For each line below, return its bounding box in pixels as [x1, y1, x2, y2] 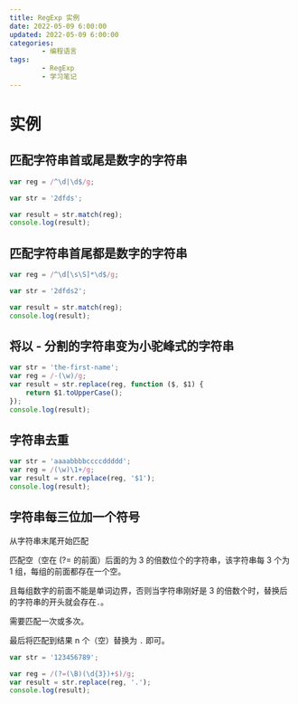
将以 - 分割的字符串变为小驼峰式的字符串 [9, 338, 235, 354]
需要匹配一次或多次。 [9, 615, 88, 626]
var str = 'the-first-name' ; [9, 363, 119, 372]
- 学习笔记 [42, 72, 78, 81]
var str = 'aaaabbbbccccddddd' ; [9, 457, 131, 466]
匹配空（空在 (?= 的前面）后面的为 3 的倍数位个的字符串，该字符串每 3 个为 [9, 554, 291, 566]
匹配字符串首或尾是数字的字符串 [9, 153, 188, 168]
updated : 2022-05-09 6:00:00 [9, 30, 119, 39]
